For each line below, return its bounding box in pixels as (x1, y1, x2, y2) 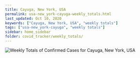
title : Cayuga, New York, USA (5, 7, 66, 12)
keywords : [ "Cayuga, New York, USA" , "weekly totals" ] (5, 20, 118, 26)
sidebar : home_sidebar (5, 29, 51, 34)
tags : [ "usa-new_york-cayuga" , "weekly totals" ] (5, 25, 105, 30)
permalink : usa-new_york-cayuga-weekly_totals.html (5, 12, 111, 16)
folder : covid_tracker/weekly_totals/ (5, 34, 83, 39)
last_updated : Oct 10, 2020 (5, 16, 62, 21)
